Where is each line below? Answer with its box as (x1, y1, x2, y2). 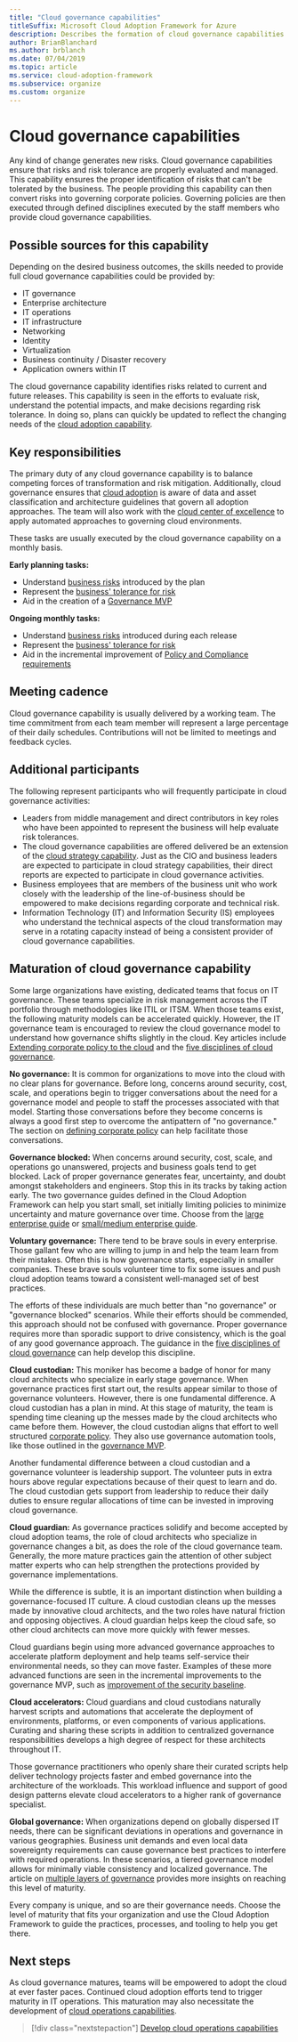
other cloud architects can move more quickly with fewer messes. (9, 1624, 251, 1634)
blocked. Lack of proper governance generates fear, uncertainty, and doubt (9, 1171, 286, 1181)
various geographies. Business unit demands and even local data (9, 1835, 248, 1845)
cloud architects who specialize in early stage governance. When (9, 1373, 249, 1384)
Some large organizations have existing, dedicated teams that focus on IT (9, 985, 278, 995)
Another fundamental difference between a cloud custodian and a (9, 1457, 251, 1468)
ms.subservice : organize (9, 79, 101, 88)
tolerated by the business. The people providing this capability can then (9, 183, 272, 194)
